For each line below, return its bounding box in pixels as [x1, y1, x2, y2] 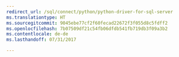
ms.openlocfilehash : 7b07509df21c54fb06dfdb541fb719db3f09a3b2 [6, 25, 168, 32]
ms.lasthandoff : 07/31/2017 [6, 37, 77, 43]
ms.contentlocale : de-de [6, 31, 68, 37]
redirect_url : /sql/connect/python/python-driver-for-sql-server [6, 8, 173, 15]
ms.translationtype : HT [6, 14, 66, 20]
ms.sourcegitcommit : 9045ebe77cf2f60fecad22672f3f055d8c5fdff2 [6, 20, 168, 26]
